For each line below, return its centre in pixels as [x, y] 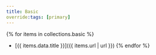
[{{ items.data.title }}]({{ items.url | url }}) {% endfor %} [82, 46]
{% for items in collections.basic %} [50, 34]
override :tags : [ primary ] [38, 17]
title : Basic [22, 12]
